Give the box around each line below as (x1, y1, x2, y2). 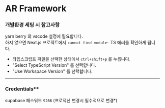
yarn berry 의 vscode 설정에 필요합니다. (5, 33, 83, 39)
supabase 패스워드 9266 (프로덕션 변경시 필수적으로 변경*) (5, 97, 118, 103)
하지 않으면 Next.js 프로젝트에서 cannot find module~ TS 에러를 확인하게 (5, 40, 146, 46)
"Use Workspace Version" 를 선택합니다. (12, 68, 93, 74)
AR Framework (5, 3, 67, 14)
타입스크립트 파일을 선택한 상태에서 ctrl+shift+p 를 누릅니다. (12, 56, 131, 62)
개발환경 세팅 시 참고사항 (5, 22, 60, 28)
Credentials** (5, 85, 39, 92)
